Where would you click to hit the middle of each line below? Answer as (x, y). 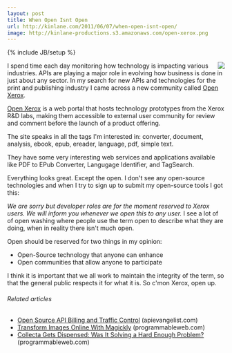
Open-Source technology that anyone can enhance (90, 255)
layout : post (26, 13)
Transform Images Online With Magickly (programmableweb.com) (111, 327)
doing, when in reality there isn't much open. (71, 228)
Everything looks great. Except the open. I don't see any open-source (106, 178)
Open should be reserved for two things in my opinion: (85, 242)
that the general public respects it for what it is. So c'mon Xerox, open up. (112, 283)
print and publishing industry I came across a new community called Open (113, 88)
